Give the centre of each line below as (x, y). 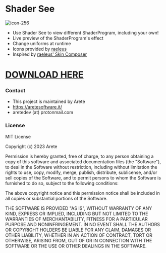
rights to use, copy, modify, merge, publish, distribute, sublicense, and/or (81, 172)
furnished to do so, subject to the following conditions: (62, 183)
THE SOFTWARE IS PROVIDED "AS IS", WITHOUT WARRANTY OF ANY (79, 208)
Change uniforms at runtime (42, 43)
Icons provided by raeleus (40, 49)
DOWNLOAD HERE (45, 75)
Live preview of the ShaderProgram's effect (58, 38)
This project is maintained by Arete (49, 101)
